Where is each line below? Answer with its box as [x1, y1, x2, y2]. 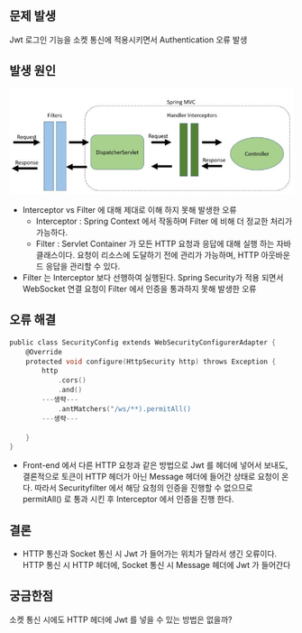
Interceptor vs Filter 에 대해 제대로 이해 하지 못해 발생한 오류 [22, 204, 237, 215]
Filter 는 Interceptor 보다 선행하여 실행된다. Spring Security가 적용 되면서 [22, 271, 284, 282]
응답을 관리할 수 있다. [45, 261, 121, 271]
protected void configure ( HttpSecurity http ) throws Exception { [25, 357, 277, 366]
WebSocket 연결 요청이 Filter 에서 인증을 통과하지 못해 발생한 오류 [22, 283, 257, 294]
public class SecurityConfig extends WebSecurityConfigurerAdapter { [9, 337, 277, 347]
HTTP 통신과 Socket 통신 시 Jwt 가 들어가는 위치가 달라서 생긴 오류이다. [22, 548, 278, 559]
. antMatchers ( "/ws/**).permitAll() [57, 404, 192, 413]
